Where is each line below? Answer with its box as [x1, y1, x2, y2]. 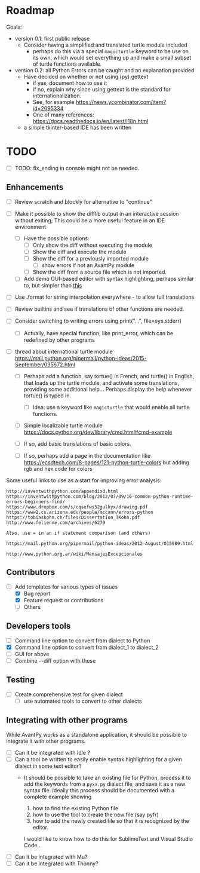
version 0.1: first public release [14, 35, 90, 42]
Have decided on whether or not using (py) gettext [23, 73, 149, 80]
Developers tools [6, 621, 71, 631]
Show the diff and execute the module [32, 249, 127, 255]
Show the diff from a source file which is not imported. [32, 268, 167, 275]
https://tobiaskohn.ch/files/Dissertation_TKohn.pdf [6, 514, 140, 520]
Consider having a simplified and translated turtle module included [23, 41, 188, 48]
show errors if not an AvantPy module [41, 262, 134, 269]
